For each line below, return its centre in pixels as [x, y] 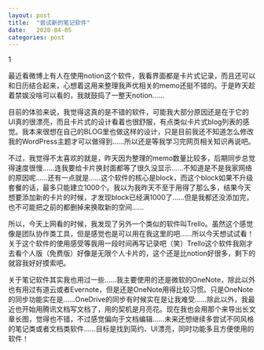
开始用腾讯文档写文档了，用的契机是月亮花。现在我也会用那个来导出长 [135, 309]
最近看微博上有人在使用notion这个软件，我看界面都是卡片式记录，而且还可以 [132, 76]
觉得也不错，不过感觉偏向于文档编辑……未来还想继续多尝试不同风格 [145, 319]
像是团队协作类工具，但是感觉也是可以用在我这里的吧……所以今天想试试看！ [131, 234]
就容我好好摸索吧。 [39, 263]
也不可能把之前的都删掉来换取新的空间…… [76, 207]
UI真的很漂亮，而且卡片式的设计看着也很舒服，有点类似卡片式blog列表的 [126, 122]
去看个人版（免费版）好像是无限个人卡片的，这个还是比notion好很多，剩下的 [132, 253]
